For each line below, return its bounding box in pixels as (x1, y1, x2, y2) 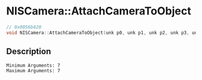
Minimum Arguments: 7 (6, 62, 61, 69)
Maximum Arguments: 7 (6, 67, 61, 73)
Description (6, 46, 51, 57)
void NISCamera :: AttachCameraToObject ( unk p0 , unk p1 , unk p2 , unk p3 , (6, 29, 189, 35)
